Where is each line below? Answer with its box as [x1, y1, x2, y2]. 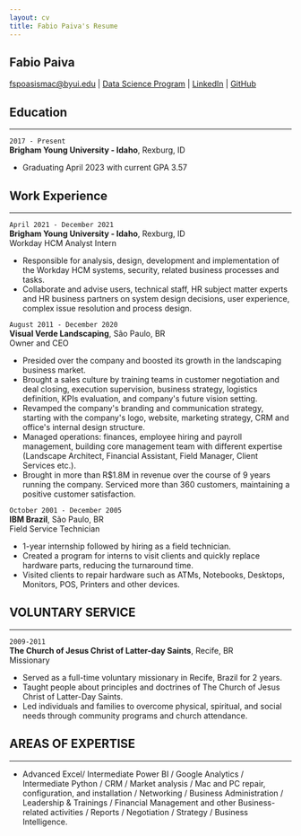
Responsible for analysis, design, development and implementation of [21, 255, 279, 266]
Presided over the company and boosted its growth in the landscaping [21, 355, 282, 365]
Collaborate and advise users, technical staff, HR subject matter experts [21, 284, 288, 295]
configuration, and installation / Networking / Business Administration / [21, 788, 284, 798]
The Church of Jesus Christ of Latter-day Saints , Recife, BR [9, 645, 234, 656]
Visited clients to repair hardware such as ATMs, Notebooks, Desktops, [21, 569, 285, 580]
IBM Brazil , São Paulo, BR [9, 514, 105, 524]
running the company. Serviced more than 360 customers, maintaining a [21, 479, 290, 489]
